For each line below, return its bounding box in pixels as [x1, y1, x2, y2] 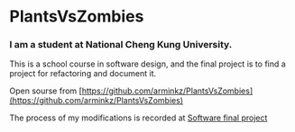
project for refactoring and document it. [9, 68, 157, 79]
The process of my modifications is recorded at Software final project [9, 112, 268, 123]
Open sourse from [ [9, 85, 83, 96]
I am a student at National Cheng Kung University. [9, 39, 233, 51]
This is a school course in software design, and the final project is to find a [9, 58, 286, 69]
